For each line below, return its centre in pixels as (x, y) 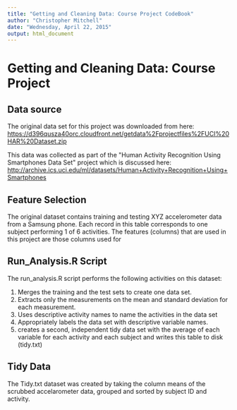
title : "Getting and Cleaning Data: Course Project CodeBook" (101, 14)
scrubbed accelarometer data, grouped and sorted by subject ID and (107, 391)
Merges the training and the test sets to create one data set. (104, 292)
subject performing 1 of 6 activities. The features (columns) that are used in (117, 232)
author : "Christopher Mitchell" (55, 20)
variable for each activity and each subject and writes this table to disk (120, 337)
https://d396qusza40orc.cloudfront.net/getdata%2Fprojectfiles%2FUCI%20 (119, 134)
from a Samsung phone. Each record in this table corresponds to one (108, 224)
